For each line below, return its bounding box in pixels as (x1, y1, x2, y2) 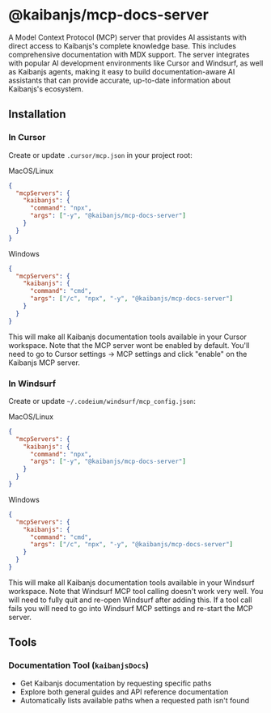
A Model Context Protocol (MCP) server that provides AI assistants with (8, 32, 247, 42)
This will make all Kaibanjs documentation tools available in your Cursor (8, 332, 247, 342)
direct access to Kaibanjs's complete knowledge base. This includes (8, 40, 237, 50)
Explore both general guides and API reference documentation (19, 686, 229, 697)
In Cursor (8, 132, 46, 143)
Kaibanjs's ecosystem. (8, 83, 83, 94)
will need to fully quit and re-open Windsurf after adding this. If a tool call (8, 595, 252, 605)
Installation (8, 108, 66, 121)
